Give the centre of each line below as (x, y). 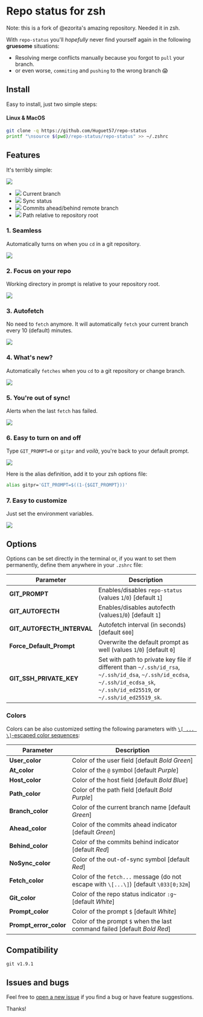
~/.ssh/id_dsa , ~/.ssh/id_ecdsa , (144, 675)
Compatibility (32, 950)
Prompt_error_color (38, 925)
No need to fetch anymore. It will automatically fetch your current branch (97, 324)
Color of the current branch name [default (131, 807)
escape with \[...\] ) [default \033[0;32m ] (131, 884)
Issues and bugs (38, 982)
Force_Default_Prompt (42, 646)
